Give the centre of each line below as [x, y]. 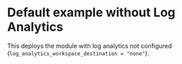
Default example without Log [91, 13]
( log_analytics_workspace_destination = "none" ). [78, 53]
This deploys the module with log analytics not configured [90, 46]
